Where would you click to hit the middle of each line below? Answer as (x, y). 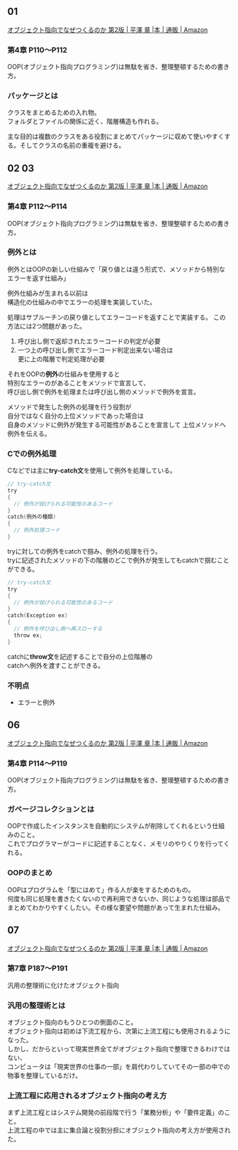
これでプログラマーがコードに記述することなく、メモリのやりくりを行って (116, 844)
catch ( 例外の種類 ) (32, 517)
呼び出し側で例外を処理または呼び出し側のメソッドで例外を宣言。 (103, 392)
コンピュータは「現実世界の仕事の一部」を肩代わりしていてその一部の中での (119, 1067)
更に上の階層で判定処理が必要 (61, 359)
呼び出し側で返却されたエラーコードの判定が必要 (89, 341)
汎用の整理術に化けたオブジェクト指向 (63, 985)
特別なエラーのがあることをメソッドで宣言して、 (79, 382)
